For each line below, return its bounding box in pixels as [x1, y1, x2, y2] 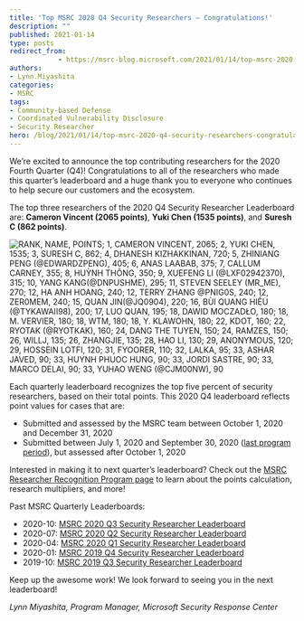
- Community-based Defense [9, 106, 111, 115]
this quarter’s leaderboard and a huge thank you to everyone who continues [9, 174, 292, 185]
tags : [9, 97, 30, 107]
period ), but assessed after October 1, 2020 [22, 447, 186, 457]
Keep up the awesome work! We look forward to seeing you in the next [9, 574, 273, 585]
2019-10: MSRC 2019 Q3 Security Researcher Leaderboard [22, 557, 242, 568]
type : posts [9, 38, 54, 48]
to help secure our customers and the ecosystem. [9, 184, 195, 195]
